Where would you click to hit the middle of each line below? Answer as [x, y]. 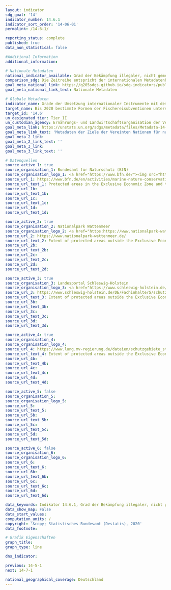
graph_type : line [24, 547]
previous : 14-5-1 [24, 566]
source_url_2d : [21, 264]
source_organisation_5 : [31, 396]
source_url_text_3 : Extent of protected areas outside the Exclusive [81, 297]
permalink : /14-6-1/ [27, 29]
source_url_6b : [21, 472]
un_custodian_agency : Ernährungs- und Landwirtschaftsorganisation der [83, 123]
